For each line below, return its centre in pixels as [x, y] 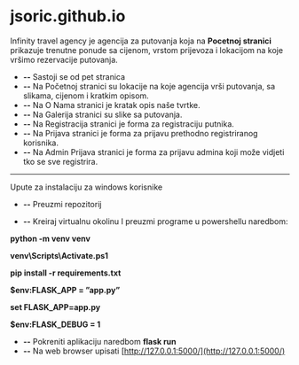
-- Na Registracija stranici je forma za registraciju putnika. [128, 124]
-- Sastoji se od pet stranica [74, 76]
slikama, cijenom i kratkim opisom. [86, 96]
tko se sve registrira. [60, 161]
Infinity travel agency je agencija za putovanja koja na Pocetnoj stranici [141, 41]
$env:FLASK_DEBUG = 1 [55, 324]
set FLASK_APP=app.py [55, 307]
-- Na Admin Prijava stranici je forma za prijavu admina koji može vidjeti [153, 151]
